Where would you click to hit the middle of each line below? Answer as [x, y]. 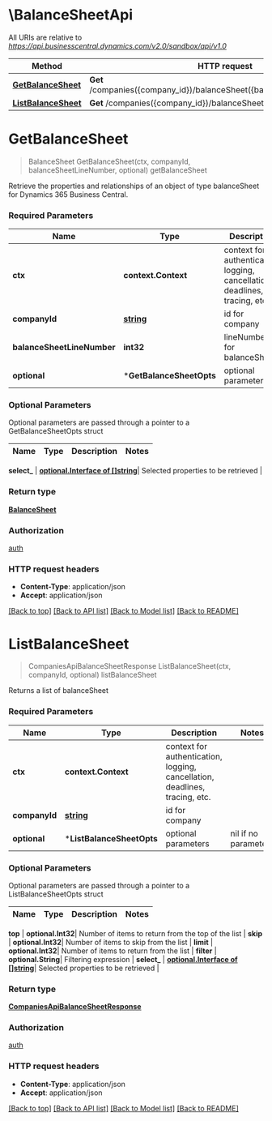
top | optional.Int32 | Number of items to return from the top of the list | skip [136, 933]
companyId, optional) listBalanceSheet [92, 675]
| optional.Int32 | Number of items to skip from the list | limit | [110, 942]
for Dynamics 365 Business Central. [68, 194]
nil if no [244, 833]
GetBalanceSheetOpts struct [56, 431]
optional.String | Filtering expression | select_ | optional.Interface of [123, 959]
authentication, [194, 756]
